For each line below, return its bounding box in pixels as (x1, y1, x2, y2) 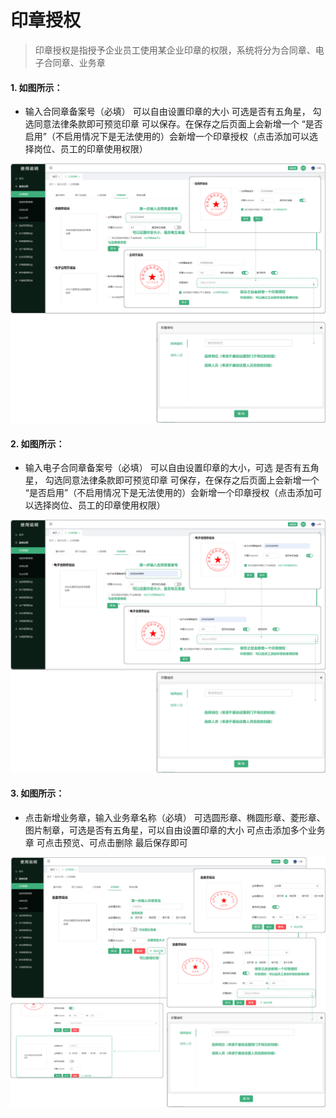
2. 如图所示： (10, 437, 65, 450)
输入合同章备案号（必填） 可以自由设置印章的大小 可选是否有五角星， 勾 (24, 106, 322, 118)
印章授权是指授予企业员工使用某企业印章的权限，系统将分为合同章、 (34, 44, 316, 56)
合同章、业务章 (43, 56, 106, 68)
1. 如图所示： (10, 81, 63, 93)
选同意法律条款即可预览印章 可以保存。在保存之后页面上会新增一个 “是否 (24, 118, 323, 130)
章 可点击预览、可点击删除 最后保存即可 (24, 837, 188, 849)
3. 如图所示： (10, 787, 65, 800)
